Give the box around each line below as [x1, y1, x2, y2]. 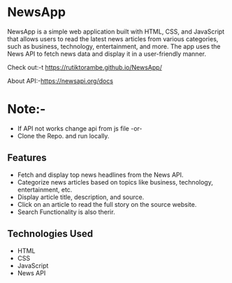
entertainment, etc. [17, 185, 73, 194]
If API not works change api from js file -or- [17, 124, 143, 133]
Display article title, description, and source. [17, 193, 145, 201]
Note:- [7, 101, 46, 117]
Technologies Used [7, 228, 93, 240]
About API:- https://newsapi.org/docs [7, 76, 114, 85]
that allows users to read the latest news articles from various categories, [7, 34, 219, 43]
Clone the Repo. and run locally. [17, 131, 110, 140]
